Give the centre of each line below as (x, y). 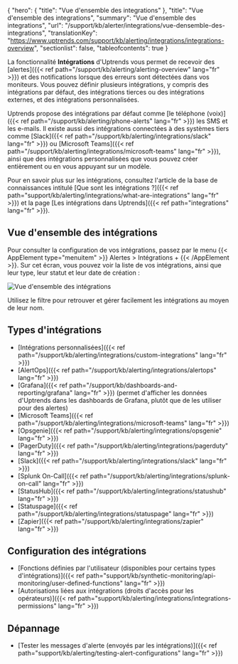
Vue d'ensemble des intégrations (82, 233)
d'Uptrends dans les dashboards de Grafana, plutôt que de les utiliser (119, 400)
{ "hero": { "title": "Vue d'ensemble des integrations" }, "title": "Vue (106, 10)
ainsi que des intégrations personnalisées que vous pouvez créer (103, 159)
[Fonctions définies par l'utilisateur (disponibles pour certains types (117, 568)
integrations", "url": (36, 25)
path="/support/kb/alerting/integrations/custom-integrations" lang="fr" (122, 354)
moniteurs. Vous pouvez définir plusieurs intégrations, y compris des (108, 84)
